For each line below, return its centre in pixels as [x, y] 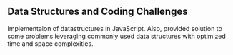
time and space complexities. [51, 43]
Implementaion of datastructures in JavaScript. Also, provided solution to [115, 28]
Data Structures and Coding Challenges [98, 12]
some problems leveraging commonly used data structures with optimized [117, 36]
